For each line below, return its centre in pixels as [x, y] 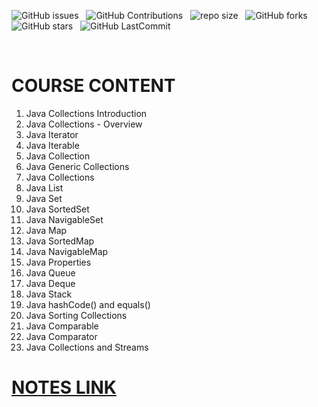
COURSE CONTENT [93, 86]
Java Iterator [52, 134]
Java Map [46, 230]
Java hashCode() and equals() [88, 304]
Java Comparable [62, 326]
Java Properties [58, 262]
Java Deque [50, 283]
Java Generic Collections [77, 166]
